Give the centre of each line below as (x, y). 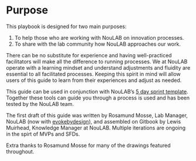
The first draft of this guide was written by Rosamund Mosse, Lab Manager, (97, 115)
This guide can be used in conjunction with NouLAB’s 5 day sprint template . (97, 91)
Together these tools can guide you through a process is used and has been (98, 98)
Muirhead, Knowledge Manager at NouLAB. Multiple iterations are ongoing (96, 128)
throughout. (20, 151)
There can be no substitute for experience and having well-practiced (89, 55)
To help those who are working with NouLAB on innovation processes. (99, 37)
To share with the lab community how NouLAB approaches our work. (98, 44)
